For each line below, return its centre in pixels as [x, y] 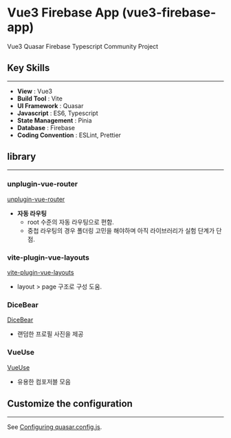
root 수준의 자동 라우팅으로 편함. [71, 222]
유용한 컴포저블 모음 [44, 382]
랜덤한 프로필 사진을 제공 [50, 334]
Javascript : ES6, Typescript [57, 113]
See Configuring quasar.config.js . [55, 427]
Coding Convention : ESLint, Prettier [69, 135]
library [22, 157]
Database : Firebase [46, 127]
